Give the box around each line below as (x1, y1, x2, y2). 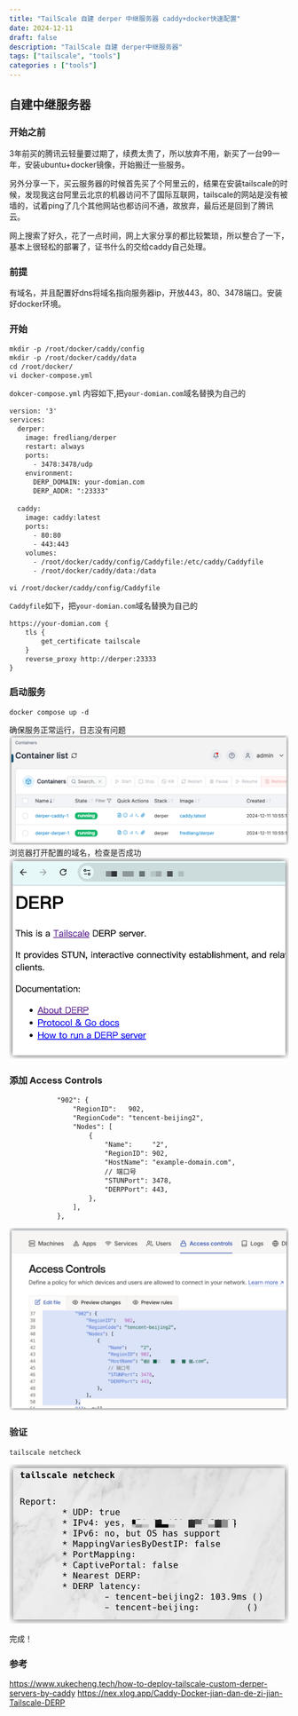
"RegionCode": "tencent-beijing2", (72, 1114, 204, 1123)
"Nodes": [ (72, 1123, 114, 1132)
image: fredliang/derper (25, 433, 117, 443)
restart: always (25, 442, 86, 452)
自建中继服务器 (9, 98, 91, 113)
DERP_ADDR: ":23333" (32, 486, 109, 496)
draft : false (9, 33, 58, 42)
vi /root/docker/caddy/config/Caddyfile (9, 584, 161, 593)
